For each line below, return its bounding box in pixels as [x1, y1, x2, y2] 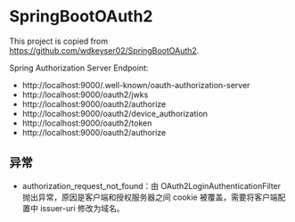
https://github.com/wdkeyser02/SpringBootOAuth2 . [9, 45, 200, 55]
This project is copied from [9, 36, 109, 46]
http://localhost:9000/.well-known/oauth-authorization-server [21, 79, 250, 90]
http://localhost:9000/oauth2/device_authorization [21, 108, 208, 119]
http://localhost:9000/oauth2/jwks [21, 89, 149, 100]
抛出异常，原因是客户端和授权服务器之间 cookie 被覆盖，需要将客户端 [21, 192, 278, 202]
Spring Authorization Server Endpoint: [9, 62, 149, 73]
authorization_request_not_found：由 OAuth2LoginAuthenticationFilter [21, 180, 282, 191]
